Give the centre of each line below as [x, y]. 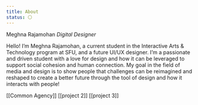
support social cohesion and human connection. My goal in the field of [93, 65]
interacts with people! [33, 84]
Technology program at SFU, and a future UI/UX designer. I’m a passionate [98, 52]
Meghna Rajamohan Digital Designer [51, 34]
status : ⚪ [19, 17]
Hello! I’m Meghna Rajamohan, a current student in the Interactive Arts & [95, 46]
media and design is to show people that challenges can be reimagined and [99, 71]
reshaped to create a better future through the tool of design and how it [94, 78]
